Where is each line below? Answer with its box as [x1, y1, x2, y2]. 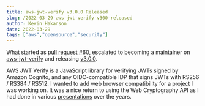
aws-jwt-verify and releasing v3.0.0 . [6, 55, 98, 62]
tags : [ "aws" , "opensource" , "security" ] [6, 32, 108, 38]
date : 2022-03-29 [6, 26, 51, 32]
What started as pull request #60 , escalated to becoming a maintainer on [6, 48, 190, 56]
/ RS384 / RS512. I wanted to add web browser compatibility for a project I [6, 80, 193, 88]
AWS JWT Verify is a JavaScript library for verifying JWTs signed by [6, 67, 179, 74]
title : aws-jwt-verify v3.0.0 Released [6, 9, 108, 15]
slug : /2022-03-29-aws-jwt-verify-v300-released [6, 15, 133, 21]
